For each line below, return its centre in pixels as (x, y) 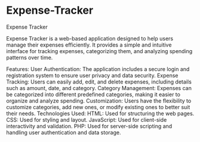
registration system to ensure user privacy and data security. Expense (92, 75)
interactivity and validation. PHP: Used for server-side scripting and (89, 126)
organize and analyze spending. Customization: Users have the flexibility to (99, 101)
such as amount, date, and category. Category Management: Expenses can (99, 88)
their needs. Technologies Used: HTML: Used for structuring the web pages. (100, 113)
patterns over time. (30, 57)
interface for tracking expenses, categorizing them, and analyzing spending (99, 51)
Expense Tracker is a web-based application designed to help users (90, 38)
